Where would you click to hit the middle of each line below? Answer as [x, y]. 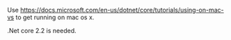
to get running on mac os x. [55, 17]
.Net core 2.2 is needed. [42, 31]
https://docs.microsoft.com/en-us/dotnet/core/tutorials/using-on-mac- [122, 10]
